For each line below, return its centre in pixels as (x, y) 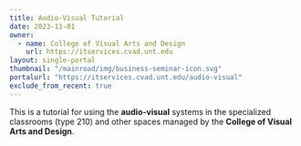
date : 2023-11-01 (42, 26)
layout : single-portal (52, 60)
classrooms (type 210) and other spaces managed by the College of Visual (150, 121)
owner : (22, 35)
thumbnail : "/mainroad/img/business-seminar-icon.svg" (116, 69)
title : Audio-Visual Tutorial (67, 18)
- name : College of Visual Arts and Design (101, 43)
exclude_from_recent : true (61, 86)
